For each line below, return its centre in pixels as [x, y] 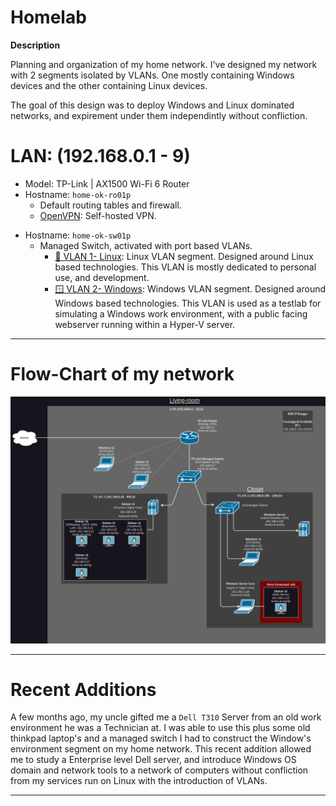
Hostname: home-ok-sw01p [78, 235]
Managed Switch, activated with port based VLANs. [146, 245]
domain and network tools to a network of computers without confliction [159, 770]
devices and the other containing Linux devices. [109, 85]
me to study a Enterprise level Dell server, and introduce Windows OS [153, 760]
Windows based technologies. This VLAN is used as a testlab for [188, 303]
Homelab [48, 17]
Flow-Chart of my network [122, 374]
